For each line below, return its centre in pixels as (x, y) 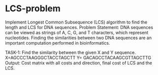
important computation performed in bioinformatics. (58, 43)
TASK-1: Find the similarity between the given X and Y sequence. (70, 52)
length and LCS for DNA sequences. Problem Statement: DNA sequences (79, 27)
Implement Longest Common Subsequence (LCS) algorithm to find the (76, 22)
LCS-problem (33, 9)
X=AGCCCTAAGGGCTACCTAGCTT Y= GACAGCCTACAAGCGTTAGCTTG (78, 57)
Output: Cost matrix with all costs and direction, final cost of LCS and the (79, 63)
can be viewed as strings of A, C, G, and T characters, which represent (77, 32)
